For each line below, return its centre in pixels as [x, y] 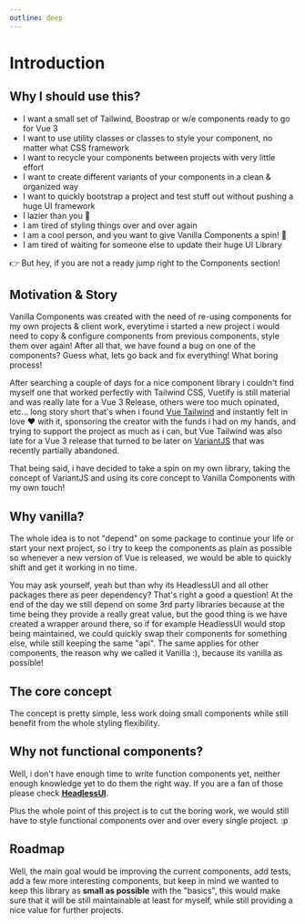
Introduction [57, 62]
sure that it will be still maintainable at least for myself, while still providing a [151, 900]
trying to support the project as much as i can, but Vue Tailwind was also [146, 431]
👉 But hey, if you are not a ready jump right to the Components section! [145, 263]
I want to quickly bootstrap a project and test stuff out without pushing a [158, 196]
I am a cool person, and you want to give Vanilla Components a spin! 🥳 [154, 234]
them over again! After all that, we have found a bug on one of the [133, 346]
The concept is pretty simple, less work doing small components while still [149, 713]
